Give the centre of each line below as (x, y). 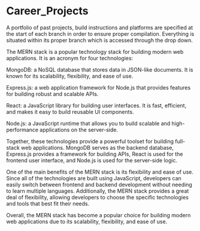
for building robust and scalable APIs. (52, 94)
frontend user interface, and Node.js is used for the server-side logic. (92, 160)
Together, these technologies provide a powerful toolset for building (90, 141)
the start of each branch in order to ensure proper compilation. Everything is (100, 33)
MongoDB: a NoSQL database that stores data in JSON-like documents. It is (100, 69)
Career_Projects (47, 11)
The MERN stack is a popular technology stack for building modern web (95, 51)
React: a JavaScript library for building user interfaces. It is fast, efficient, (96, 105)
